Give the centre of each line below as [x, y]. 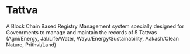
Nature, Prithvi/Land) [31, 45]
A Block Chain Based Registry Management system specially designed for [95, 26]
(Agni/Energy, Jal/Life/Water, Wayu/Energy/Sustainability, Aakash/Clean [93, 38]
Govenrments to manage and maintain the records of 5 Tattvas [82, 32]
